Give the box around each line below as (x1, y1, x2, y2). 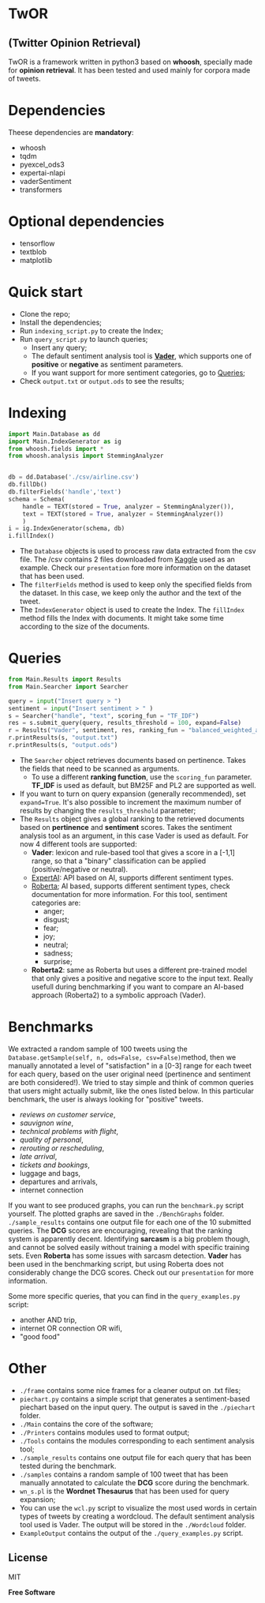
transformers (19, 185, 62, 194)
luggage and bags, (19, 1168, 81, 1177)
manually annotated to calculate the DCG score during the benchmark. (19, 1477, 250, 1487)
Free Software (8, 1587, 56, 1597)
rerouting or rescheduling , (19, 1143, 105, 1153)
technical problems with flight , (19, 1126, 119, 1136)
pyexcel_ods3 (19, 160, 65, 169)
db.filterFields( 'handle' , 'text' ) (8, 488, 122, 496)
